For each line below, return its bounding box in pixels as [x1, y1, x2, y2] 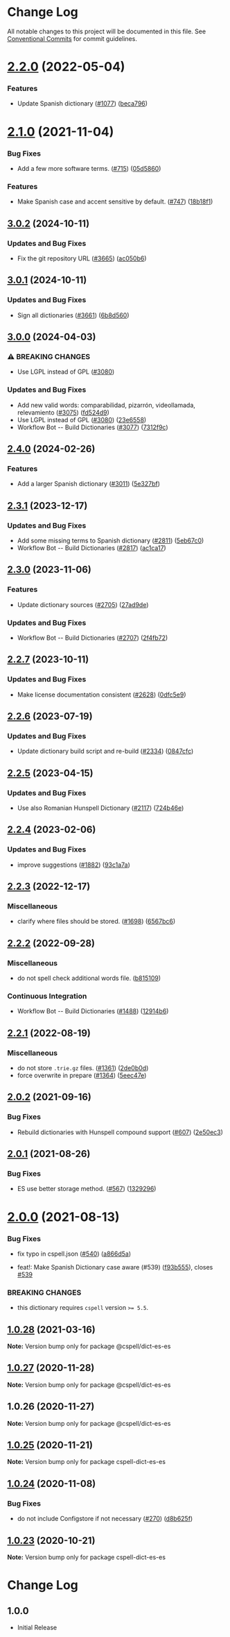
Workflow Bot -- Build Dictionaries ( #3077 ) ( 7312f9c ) [17, 423, 168, 431]
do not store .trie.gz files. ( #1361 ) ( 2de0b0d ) [17, 1064, 149, 1072]
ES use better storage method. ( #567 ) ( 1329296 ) [17, 1185, 157, 1193]
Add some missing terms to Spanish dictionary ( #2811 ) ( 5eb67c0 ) [17, 536, 204, 545]
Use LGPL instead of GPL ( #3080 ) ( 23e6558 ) [17, 415, 147, 424]
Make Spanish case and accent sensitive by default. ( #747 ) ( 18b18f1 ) [17, 197, 213, 206]
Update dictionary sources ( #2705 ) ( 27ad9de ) [17, 600, 149, 608]
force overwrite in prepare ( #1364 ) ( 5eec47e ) [17, 1071, 147, 1080]
